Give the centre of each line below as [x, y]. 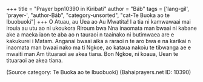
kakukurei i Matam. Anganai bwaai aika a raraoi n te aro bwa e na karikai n [98, 41]
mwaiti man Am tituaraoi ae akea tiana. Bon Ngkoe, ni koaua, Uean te [92, 54]
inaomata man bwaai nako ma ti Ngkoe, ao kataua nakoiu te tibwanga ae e [99, 47]
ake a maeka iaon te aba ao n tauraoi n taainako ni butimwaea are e [90, 35]
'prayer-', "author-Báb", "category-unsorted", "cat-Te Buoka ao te [88, 15]
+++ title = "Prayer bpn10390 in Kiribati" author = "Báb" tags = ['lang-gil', [98, 9]
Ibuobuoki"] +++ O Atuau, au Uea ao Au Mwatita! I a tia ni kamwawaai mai [98, 22]
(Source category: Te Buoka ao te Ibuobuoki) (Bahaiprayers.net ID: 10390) [99, 72]
